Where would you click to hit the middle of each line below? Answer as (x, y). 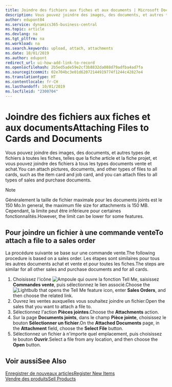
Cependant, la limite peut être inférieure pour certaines (63, 211)
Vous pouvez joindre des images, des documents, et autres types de (78, 153)
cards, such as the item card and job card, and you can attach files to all (81, 175)
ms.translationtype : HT (31, 77)
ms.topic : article (25, 29)
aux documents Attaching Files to (77, 128)
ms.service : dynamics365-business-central (51, 24)
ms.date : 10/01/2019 (27, 53)
